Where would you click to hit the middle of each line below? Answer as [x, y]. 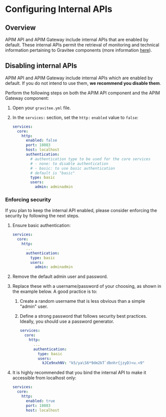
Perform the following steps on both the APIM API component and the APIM [83, 93]
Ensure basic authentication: [41, 225]
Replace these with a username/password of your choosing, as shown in [87, 286]
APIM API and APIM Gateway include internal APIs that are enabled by [77, 39]
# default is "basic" [53, 173]
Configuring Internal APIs [59, 9]
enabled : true [40, 401]
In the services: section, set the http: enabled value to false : [75, 117]
